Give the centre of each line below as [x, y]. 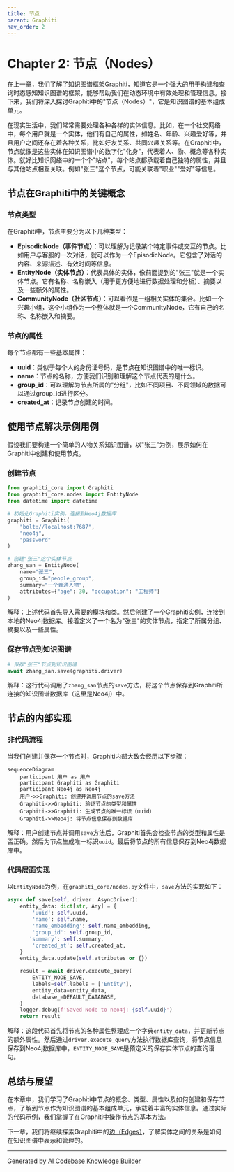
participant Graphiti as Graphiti [70, 783]
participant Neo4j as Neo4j [60, 789]
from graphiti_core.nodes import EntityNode [73, 495]
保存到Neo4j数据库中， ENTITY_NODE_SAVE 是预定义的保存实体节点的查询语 [111, 1048]
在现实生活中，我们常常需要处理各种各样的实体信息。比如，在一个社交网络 [114, 125]
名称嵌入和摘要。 [54, 316]
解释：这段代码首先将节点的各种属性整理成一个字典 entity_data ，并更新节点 [116, 1031]
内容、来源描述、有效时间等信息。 [66, 264]
